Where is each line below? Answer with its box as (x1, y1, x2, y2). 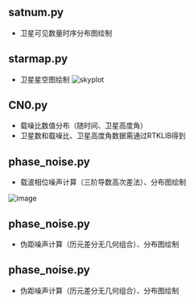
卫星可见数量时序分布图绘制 (19, 27, 113, 38)
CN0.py (8, 99, 48, 112)
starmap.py (8, 52, 68, 66)
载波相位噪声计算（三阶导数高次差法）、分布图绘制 (19, 177, 187, 187)
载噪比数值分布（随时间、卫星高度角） (19, 120, 147, 131)
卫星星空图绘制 (19, 74, 70, 84)
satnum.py (8, 6, 64, 19)
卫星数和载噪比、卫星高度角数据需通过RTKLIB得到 (19, 131, 187, 141)
